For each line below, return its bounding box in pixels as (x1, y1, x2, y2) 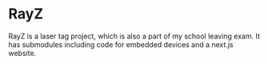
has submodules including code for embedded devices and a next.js (8, 39, 234, 49)
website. (8, 48, 37, 58)
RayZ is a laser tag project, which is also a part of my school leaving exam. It (8, 31, 260, 41)
